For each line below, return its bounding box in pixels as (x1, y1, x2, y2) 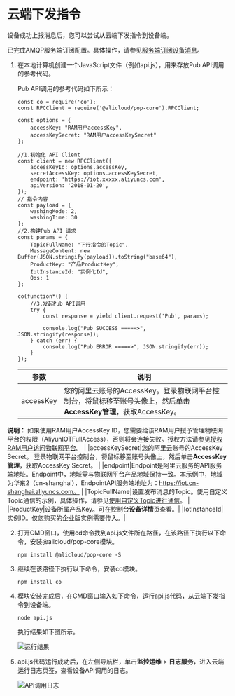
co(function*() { (17, 292, 69, 300)
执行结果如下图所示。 (17, 627, 79, 636)
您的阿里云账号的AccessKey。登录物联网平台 (64, 385, 213, 395)
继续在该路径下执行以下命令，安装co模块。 (17, 564, 142, 573)
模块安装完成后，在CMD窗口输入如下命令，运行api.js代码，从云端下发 (17, 592, 219, 600)
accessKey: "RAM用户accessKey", (30, 124, 122, 131)
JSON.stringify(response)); (17, 331, 99, 338)
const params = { (17, 233, 69, 240)
